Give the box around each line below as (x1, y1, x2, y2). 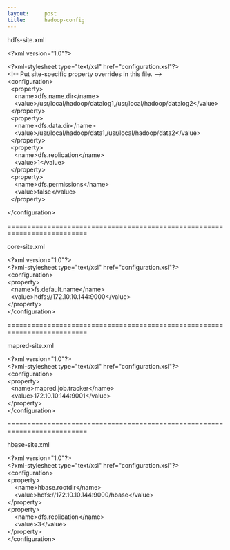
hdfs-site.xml (7, 35, 45, 44)
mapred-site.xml (7, 341, 54, 349)
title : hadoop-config (7, 17, 85, 24)
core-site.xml (7, 242, 45, 250)
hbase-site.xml (7, 440, 50, 448)
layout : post (7, 10, 57, 17)
